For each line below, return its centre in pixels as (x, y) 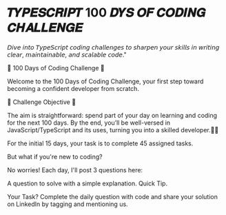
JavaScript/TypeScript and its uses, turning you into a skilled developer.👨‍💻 (113, 130)
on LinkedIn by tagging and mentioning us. (68, 204)
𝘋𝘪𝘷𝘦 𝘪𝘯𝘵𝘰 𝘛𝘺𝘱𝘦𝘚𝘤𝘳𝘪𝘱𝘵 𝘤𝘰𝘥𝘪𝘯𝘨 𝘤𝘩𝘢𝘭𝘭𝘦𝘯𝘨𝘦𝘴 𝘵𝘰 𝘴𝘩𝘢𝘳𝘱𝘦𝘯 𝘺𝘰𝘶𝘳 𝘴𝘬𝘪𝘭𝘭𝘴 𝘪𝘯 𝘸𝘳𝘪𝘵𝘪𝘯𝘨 (113, 47)
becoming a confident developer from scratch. (73, 88)
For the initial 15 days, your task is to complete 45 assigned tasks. (100, 143)
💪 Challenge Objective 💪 (42, 102)
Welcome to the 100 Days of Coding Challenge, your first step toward (105, 81)
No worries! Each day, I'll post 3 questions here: (75, 170)
